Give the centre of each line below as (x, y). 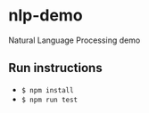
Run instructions (56, 68)
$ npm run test (50, 100)
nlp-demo (46, 16)
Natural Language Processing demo (74, 40)
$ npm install (47, 90)
